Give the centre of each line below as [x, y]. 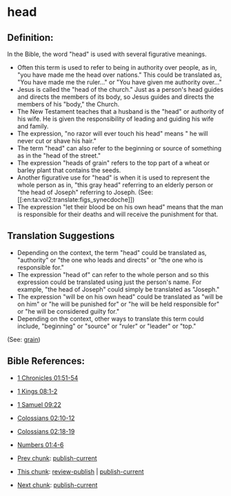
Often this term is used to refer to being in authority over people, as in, [117, 67]
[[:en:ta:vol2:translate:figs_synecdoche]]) [76, 200]
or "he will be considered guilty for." [68, 311]
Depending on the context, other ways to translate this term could [111, 318]
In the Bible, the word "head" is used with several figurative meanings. [107, 54]
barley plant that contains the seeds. [69, 170]
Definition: [30, 38]
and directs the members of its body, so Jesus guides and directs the [115, 97]
